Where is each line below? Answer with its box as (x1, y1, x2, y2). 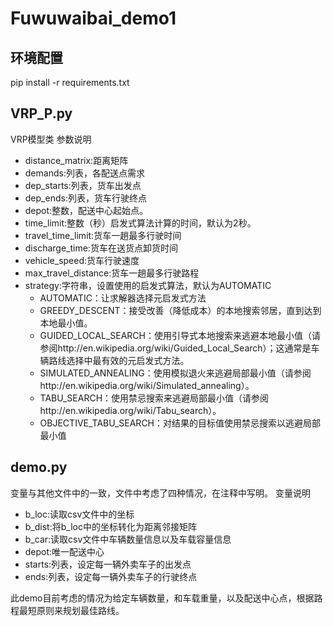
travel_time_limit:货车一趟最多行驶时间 (24, 229, 182, 241)
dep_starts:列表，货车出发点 (24, 179, 142, 191)
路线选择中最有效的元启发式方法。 (48, 354, 190, 366)
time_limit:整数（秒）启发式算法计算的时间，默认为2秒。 (24, 217, 257, 229)
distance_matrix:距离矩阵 (24, 154, 129, 166)
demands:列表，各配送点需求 (24, 167, 145, 179)
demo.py (10, 459, 68, 476)
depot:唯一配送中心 (24, 545, 105, 557)
